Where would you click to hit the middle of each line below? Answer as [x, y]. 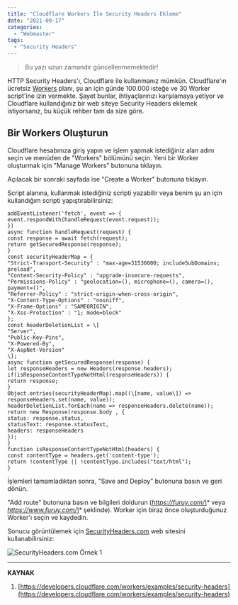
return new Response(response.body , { [66, 412]
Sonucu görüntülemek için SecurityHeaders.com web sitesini [96, 531]
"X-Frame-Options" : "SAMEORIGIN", [60, 306]
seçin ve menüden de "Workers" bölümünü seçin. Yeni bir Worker [103, 157]
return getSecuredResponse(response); [64, 244]
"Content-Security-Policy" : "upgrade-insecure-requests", [96, 275]
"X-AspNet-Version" [36, 350]
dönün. [18, 488]
